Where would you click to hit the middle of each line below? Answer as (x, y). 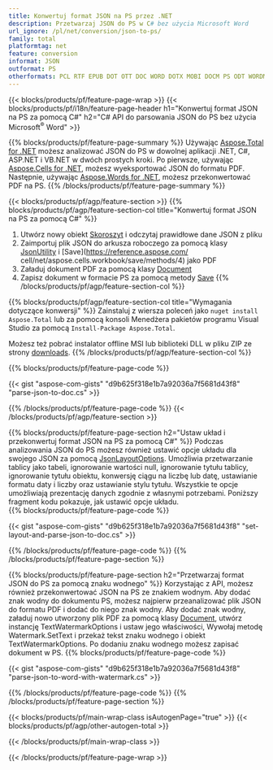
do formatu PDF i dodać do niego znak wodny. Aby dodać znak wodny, (127, 610)
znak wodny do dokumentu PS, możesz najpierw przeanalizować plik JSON (135, 601)
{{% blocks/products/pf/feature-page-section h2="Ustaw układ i (117, 433)
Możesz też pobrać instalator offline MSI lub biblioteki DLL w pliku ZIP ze (130, 344)
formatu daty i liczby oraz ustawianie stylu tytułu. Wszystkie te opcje (123, 485)
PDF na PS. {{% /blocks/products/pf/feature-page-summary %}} (117, 186)
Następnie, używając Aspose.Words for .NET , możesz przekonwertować (130, 177)
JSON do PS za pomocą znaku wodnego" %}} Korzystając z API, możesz (131, 584)
